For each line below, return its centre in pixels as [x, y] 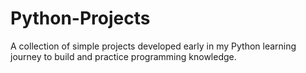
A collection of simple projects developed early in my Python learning [153, 46]
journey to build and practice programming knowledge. [123, 56]
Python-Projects [80, 18]
